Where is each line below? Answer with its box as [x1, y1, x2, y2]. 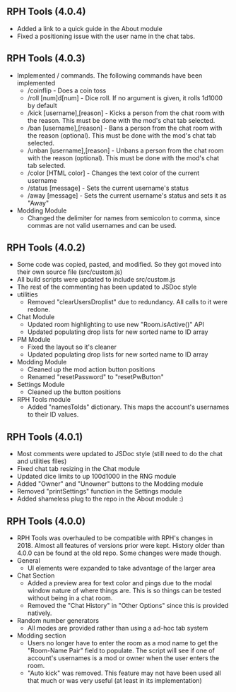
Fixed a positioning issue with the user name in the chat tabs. [16, 32, 196, 40]
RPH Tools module [16, 395, 71, 404]
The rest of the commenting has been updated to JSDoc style [16, 282, 197, 292]
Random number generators [16, 616, 100, 625]
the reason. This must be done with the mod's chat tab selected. [27, 116, 216, 124]
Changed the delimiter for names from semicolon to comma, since [27, 213, 220, 222]
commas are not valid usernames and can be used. [27, 221, 177, 229]
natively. [27, 609, 52, 617]
